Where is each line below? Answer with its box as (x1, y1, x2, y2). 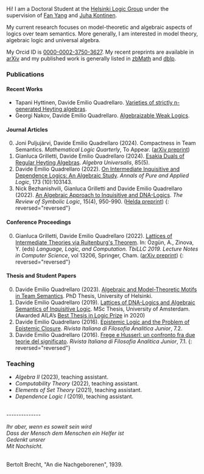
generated (15, 105, 41, 113)
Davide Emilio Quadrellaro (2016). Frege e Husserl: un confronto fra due (15, 331, 195, 338)
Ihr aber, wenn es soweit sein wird (6, 423, 93, 431)
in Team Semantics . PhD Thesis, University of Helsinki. (15, 292, 153, 299)
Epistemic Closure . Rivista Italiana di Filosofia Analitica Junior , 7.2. (15, 324, 183, 332)
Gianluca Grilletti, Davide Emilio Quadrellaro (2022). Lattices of (15, 232, 172, 239)
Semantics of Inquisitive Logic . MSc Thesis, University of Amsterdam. (15, 305, 191, 313)
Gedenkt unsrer (6, 436, 46, 443)
